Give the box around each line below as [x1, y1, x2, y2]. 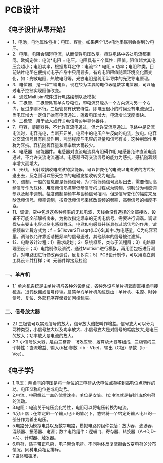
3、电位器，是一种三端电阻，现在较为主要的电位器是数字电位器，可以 [12, 82, 151, 87]
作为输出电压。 [20, 416, 51, 423]
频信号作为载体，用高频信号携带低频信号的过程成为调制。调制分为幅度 [12, 185, 153, 190]
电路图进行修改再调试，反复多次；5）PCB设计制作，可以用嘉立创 [25, 252, 155, 257]
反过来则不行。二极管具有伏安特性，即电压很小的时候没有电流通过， [20, 106, 157, 112]
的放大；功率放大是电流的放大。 [12, 332, 76, 338]
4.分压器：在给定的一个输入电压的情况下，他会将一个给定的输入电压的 [12, 411, 152, 416]
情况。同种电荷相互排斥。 [12, 447, 64, 453]
